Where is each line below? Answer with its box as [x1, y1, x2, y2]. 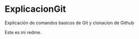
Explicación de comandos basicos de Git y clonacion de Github [4, 20, 135, 26]
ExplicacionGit [4, 3, 66, 15]
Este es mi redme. [4, 29, 42, 35]
